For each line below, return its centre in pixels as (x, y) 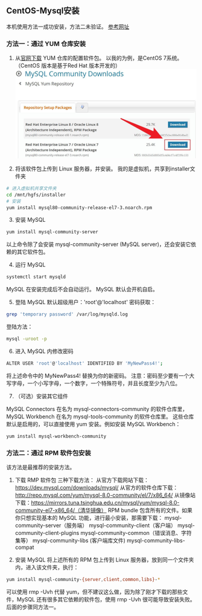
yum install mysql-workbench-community (56, 436)
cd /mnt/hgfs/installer (36, 195)
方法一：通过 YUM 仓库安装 (46, 44)
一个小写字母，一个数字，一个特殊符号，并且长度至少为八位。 (104, 383)
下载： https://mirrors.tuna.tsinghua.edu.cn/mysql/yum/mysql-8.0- (97, 503)
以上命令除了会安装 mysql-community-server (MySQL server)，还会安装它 (99, 244)
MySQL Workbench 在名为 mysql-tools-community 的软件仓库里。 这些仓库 (100, 417)
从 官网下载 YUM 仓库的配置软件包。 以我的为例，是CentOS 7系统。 (99, 58)
